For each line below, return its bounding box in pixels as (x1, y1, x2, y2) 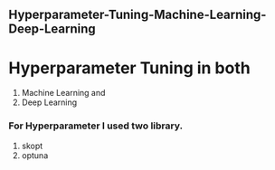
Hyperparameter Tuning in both (8, 58, 251, 78)
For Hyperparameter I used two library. (8, 119, 183, 132)
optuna (21, 149, 49, 161)
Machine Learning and (21, 88, 106, 99)
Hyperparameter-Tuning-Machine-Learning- (8, 7, 267, 23)
